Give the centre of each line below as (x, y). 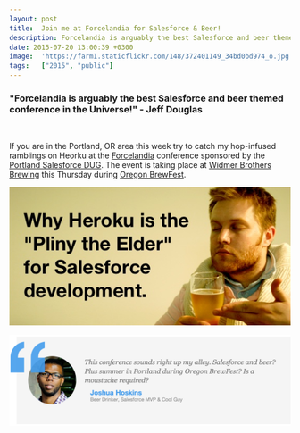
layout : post (33, 19)
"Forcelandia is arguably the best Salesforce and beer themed (146, 98)
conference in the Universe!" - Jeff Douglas (106, 109)
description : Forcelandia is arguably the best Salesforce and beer (139, 37)
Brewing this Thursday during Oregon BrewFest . (98, 175)
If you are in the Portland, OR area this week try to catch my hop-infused (143, 146)
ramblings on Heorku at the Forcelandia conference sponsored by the (137, 155)
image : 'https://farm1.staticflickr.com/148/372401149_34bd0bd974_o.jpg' (151, 57)
